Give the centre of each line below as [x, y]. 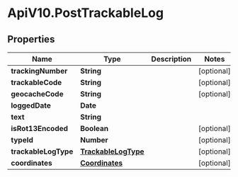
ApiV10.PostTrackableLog [86, 13]
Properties [31, 39]
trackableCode [36, 82]
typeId [22, 140]
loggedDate [31, 105]
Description [171, 59]
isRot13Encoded [40, 129]
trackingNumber [39, 71]
